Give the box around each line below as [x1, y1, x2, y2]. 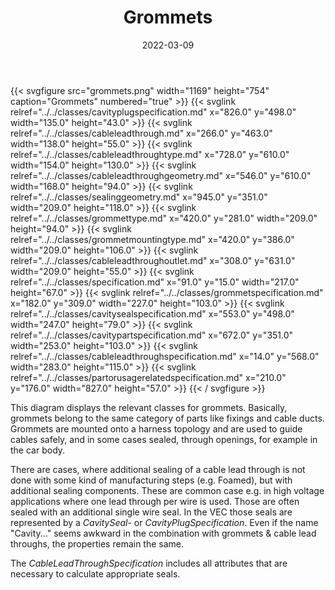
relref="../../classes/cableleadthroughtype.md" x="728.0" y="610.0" [10, 148, 290, 160]
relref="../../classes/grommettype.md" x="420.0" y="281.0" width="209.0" [10, 212, 318, 224]
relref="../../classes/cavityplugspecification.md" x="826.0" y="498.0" [10, 106, 297, 118]
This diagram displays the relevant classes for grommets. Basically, [10, 401, 288, 413]
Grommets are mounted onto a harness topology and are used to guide [10, 422, 303, 435]
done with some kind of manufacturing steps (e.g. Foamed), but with [10, 474, 293, 486]
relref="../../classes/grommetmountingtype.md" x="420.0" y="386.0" [10, 233, 295, 245]
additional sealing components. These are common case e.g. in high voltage [10, 484, 325, 496]
